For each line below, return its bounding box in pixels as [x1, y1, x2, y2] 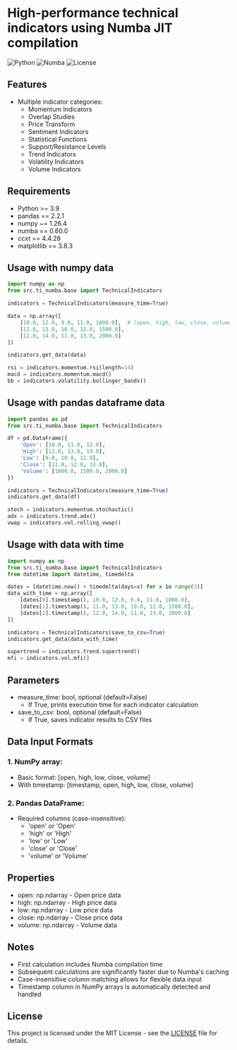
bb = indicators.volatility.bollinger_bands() [7, 377, 147, 384]
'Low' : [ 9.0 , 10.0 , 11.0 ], [20, 455, 99, 462]
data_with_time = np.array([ [7, 590, 93, 597]
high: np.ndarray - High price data [17, 898, 117, 907]
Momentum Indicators [28, 104, 92, 114]
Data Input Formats [7, 735, 94, 748]
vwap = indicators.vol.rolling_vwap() [7, 520, 121, 527]
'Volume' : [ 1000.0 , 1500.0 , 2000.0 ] [20, 468, 128, 475]
